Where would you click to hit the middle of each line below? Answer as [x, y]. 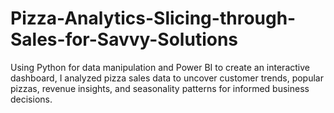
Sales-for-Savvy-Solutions [124, 39]
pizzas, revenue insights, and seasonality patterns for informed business [160, 88]
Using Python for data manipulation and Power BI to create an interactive [160, 67]
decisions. [31, 99]
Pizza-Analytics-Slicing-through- [153, 18]
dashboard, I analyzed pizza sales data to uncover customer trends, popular [167, 78]
